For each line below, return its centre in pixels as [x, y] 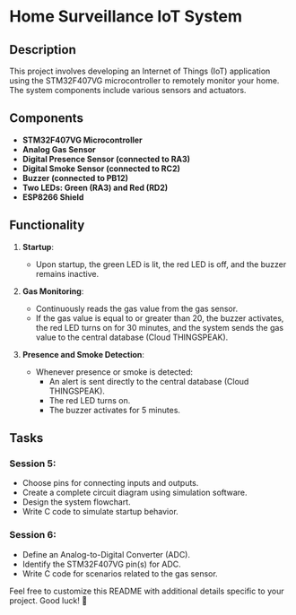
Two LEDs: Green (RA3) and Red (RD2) [95, 187]
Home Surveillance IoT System [126, 17]
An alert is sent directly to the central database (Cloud [149, 381]
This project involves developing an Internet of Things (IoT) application [140, 71]
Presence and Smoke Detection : [83, 354]
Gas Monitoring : [53, 291]
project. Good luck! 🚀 [48, 600]
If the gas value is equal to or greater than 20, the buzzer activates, [160, 318]
